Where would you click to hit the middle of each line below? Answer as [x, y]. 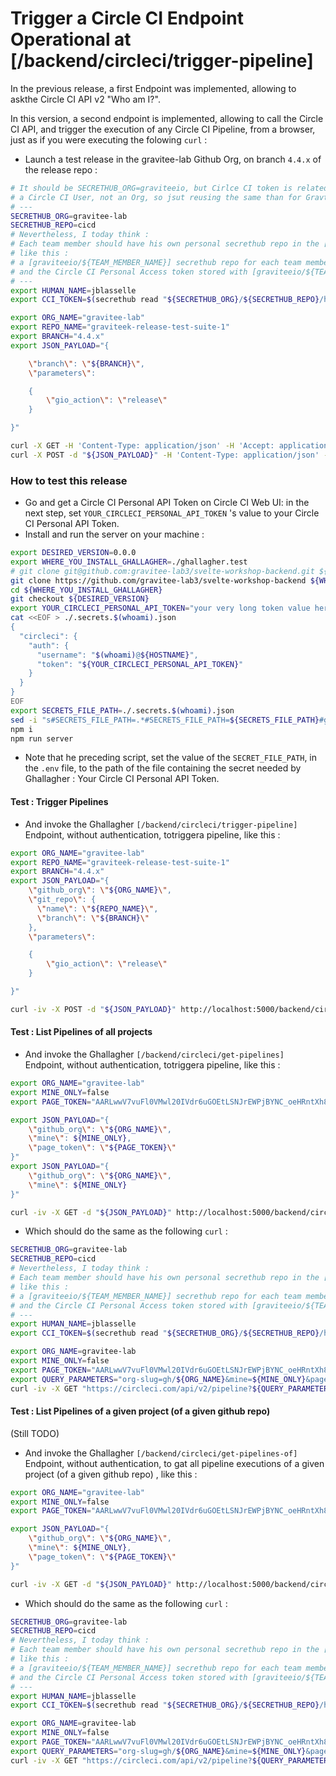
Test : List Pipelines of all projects [81, 1032]
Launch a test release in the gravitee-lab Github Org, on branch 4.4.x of [173, 159]
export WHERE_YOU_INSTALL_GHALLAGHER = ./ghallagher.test [129, 562]
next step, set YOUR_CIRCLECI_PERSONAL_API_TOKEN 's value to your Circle [172, 513]
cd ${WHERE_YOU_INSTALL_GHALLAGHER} [86, 590]
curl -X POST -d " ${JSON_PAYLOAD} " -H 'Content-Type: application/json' [165, 455]
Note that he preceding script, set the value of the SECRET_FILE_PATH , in [171, 758]
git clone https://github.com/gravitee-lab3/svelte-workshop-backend [158, 580]
